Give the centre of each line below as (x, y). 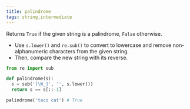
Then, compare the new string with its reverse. (71, 57)
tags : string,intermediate (39, 17)
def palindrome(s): (30, 79)
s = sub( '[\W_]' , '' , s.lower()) (52, 84)
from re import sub (30, 68)
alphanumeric (31, 51)
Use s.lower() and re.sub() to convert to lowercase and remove (93, 45)
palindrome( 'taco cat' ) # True (44, 100)
